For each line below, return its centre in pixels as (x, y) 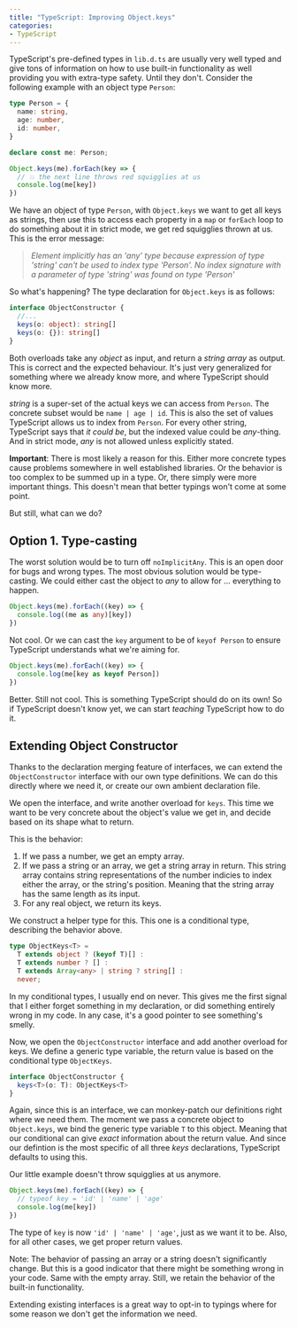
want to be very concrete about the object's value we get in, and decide (140, 813)
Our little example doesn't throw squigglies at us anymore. (115, 1175)
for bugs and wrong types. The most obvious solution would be (125, 572)
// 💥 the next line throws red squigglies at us (109, 177)
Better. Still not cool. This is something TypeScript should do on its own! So (146, 699)
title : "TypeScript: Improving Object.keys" (92, 17)
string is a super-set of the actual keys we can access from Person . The (139, 403)
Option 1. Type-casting (73, 540)
